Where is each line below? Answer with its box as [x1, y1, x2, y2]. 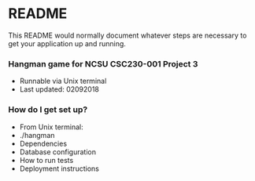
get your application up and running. [8, 38, 126, 48]
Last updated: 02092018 [19, 85, 100, 94]
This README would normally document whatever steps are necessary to [8, 31, 247, 40]
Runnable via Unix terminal [19, 76, 107, 86]
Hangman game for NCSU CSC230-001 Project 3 [8, 58, 198, 69]
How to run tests [19, 155, 74, 165]
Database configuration [19, 147, 97, 157]
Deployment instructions [19, 164, 100, 173]
